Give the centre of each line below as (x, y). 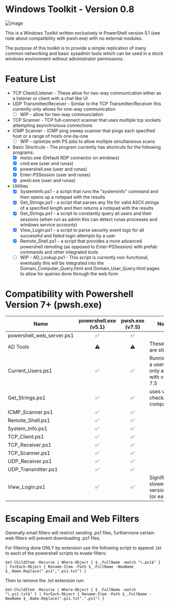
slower (157, 484)
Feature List (30, 79)
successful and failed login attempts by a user (68, 235)
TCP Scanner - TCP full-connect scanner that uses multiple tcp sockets (87, 120)
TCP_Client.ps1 (26, 437)
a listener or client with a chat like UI (50, 98)
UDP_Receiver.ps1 (30, 461)
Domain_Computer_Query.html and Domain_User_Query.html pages (90, 268)
